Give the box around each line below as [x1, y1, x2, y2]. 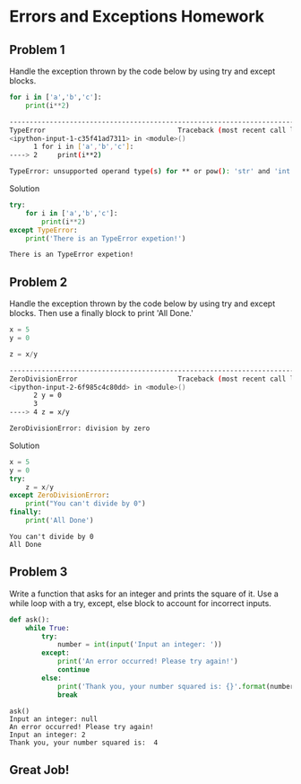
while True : [25, 623, 70, 632]
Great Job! [9, 762, 70, 778]
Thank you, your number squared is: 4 [9, 738, 159, 747]
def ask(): [9, 615, 50, 624]
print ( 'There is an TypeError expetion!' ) [25, 233, 186, 243]
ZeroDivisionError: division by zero [9, 424, 150, 433]
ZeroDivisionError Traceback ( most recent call [9, 374, 287, 383]
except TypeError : [9, 225, 78, 234]
